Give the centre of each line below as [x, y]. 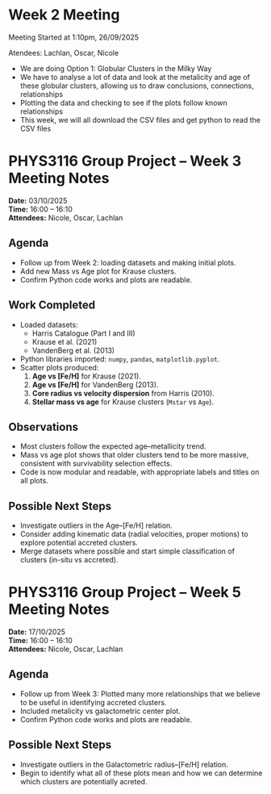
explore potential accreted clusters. [79, 543]
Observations [44, 426]
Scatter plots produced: [59, 367]
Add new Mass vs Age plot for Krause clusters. [98, 271]
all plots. [34, 481]
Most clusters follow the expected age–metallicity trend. [113, 446]
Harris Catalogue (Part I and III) [83, 333]
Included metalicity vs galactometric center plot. [100, 711]
